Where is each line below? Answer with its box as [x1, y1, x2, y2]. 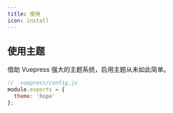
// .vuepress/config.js [7, 80, 78, 87]
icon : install [7, 17, 50, 24]
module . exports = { [7, 86, 65, 93]
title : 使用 [7, 10, 41, 18]
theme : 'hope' [14, 93, 56, 100]
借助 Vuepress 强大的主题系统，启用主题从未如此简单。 [7, 65, 170, 74]
